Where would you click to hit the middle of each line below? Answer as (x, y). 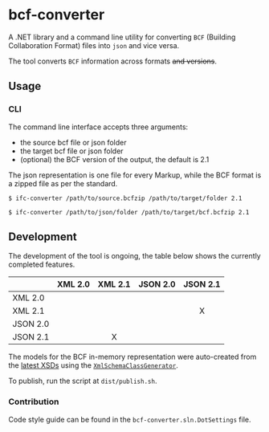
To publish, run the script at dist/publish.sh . (83, 381)
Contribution (34, 401)
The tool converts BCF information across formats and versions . (113, 61)
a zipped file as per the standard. (63, 183)
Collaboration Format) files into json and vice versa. (94, 45)
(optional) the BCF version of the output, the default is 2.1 (114, 159)
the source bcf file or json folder (73, 142)
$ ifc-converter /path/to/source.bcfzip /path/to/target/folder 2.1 (125, 198)
